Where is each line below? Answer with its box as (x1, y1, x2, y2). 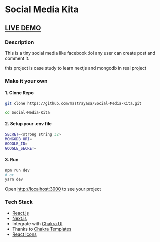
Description (5, 39, 34, 46)
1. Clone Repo (5, 90, 34, 96)
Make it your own (5, 77, 48, 84)
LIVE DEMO (5, 24, 41, 32)
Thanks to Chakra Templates (12, 226, 72, 232)
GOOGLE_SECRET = (5, 146, 37, 151)
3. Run (5, 157, 19, 163)
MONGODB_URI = (5, 136, 32, 141)
